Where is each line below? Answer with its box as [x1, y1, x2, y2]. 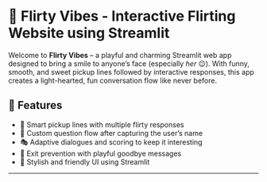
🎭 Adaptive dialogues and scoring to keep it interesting [19, 137, 203, 146]
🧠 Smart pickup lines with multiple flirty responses [19, 119, 184, 130]
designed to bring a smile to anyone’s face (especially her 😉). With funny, [8, 59, 250, 68]
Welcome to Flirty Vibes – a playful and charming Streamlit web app [8, 50, 232, 60]
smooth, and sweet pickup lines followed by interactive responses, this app [8, 67, 254, 76]
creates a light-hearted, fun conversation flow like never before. [8, 76, 217, 85]
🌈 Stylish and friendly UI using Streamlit [19, 157, 150, 166]
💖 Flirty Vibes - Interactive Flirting [8, 7, 236, 25]
